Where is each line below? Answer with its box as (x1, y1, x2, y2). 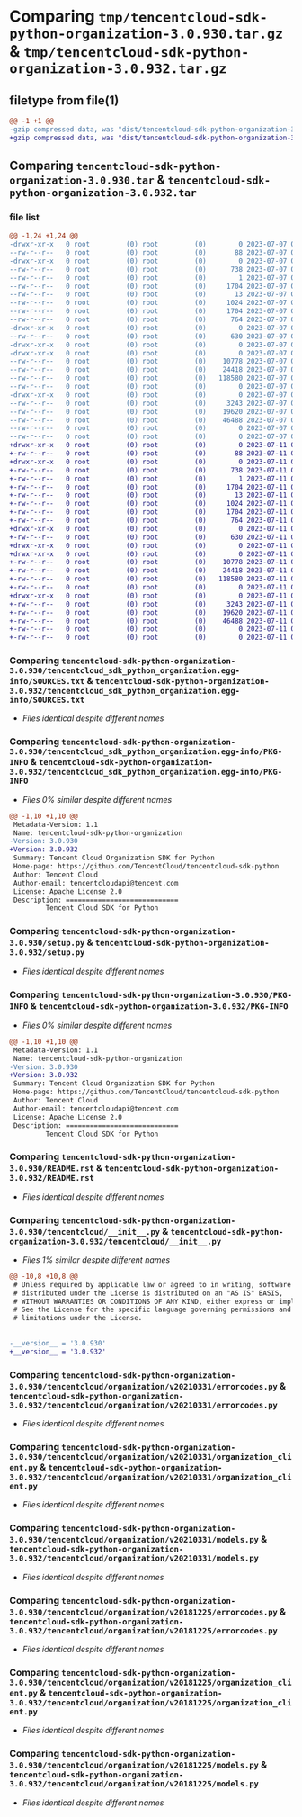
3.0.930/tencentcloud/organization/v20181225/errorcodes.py (9, 1606, 279, 1617)
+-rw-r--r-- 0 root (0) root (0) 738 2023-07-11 (9, 465, 288, 474)
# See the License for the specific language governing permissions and (13, 1305, 292, 1315)
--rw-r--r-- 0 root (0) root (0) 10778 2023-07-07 (9, 357, 288, 366)
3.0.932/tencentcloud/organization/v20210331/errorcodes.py (9, 1399, 279, 1410)
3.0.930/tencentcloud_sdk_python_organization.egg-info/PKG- (9, 747, 283, 757)
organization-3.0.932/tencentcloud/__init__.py (9, 1236, 222, 1246)
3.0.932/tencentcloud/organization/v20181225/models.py (9, 1779, 259, 1789)
